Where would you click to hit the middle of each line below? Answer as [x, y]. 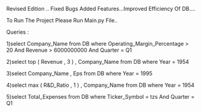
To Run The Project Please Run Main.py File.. [62, 20]
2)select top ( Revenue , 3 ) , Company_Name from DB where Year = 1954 [98, 62]
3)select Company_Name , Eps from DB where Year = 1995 [79, 73]
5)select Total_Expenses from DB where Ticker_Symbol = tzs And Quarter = [101, 97]
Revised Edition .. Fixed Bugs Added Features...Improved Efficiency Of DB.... [101, 9]
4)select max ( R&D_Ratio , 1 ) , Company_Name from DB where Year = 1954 [101, 85]
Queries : [18, 32]
